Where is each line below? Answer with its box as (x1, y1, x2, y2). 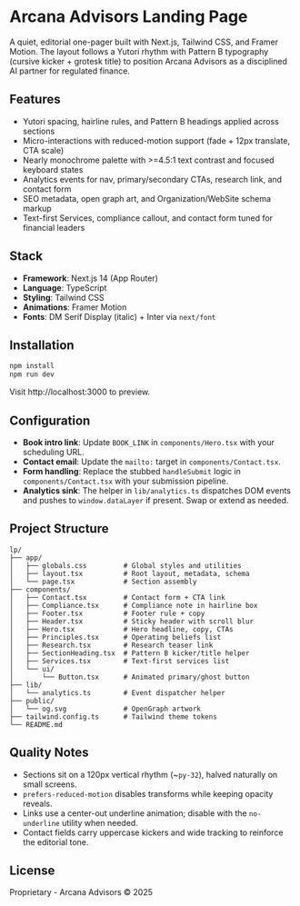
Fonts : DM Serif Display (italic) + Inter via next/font (22, 311, 216, 322)
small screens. (22, 779, 77, 790)
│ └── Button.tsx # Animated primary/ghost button (9, 672, 250, 682)
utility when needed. (62, 817, 138, 828)
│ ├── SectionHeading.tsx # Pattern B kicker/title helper (9, 648, 250, 658)
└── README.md (9, 720, 64, 729)
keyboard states (22, 164, 84, 174)
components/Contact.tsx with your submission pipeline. (22, 475, 229, 486)
